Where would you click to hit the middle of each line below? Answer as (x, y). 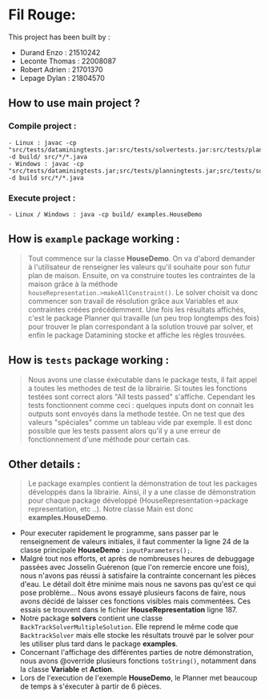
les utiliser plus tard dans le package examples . (99, 644)
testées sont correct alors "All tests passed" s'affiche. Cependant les (142, 396)
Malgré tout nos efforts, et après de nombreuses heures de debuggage (137, 559)
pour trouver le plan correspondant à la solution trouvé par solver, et (141, 326)
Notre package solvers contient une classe (91, 618)
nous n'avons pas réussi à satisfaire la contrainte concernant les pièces (138, 576)
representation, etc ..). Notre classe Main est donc (110, 509)
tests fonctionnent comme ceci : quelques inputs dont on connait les (141, 405)
